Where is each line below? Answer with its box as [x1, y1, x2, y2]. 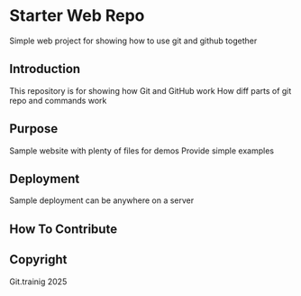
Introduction [9, 61, 81, 77]
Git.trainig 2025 [9, 276, 68, 287]
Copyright [9, 252, 68, 267]
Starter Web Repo [9, 5, 145, 26]
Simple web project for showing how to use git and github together [9, 35, 258, 46]
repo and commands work [9, 95, 107, 106]
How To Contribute [9, 221, 118, 236]
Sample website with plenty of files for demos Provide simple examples [9, 145, 275, 156]
